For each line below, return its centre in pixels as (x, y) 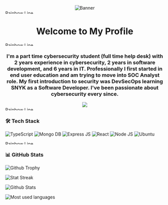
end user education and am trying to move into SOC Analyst (85, 75)
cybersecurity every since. (85, 94)
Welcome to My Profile (85, 31)
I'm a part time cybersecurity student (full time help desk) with (85, 56)
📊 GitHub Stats (24, 155)
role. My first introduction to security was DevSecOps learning (85, 81)
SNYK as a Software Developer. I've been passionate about (85, 88)
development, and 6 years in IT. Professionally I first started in (85, 69)
